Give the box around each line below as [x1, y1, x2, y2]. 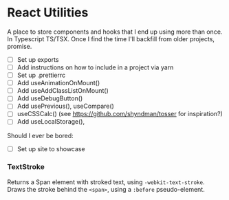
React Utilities [7, 5, 89, 21]
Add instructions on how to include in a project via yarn [17, 63, 174, 71]
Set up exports [17, 55, 60, 63]
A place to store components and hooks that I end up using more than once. [7, 27, 223, 36]
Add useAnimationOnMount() [17, 79, 100, 87]
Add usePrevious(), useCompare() [17, 102, 115, 111]
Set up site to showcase [17, 144, 85, 153]
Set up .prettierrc [17, 71, 66, 80]
